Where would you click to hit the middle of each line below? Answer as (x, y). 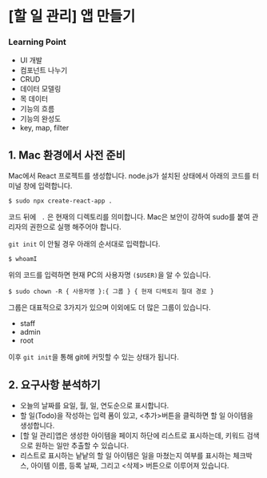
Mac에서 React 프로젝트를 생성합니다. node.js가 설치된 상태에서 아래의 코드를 (130, 176)
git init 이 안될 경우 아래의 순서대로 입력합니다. (84, 244)
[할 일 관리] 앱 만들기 (72, 16)
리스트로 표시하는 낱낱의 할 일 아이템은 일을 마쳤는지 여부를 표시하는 (126, 456)
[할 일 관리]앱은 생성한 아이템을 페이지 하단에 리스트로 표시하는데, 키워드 (132, 436)
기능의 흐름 (37, 109)
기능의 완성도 (40, 119)
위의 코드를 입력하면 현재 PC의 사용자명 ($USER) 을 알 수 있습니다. (110, 275)
